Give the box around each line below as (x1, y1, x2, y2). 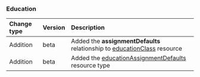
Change (9, 20, 32, 28)
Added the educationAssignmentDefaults (71, 54, 186, 62)
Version (42, 24, 65, 32)
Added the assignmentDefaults (71, 37, 161, 45)
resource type (71, 61, 110, 69)
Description (71, 24, 105, 32)
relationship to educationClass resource (71, 45, 183, 53)
